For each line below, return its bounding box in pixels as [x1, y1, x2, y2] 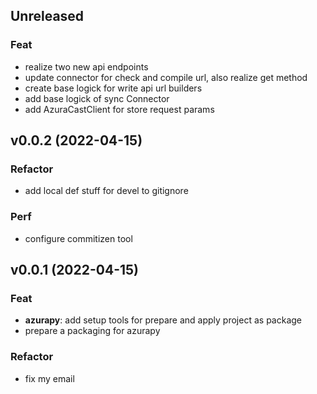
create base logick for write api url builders [24, 82, 203, 94]
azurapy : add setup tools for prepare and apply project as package [24, 314, 302, 326]
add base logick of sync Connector [24, 92, 170, 104]
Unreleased [10, 8, 85, 25]
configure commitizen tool [24, 232, 133, 244]
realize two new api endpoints [24, 60, 149, 73]
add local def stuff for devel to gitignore [24, 185, 189, 197]
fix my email [24, 372, 75, 384]
